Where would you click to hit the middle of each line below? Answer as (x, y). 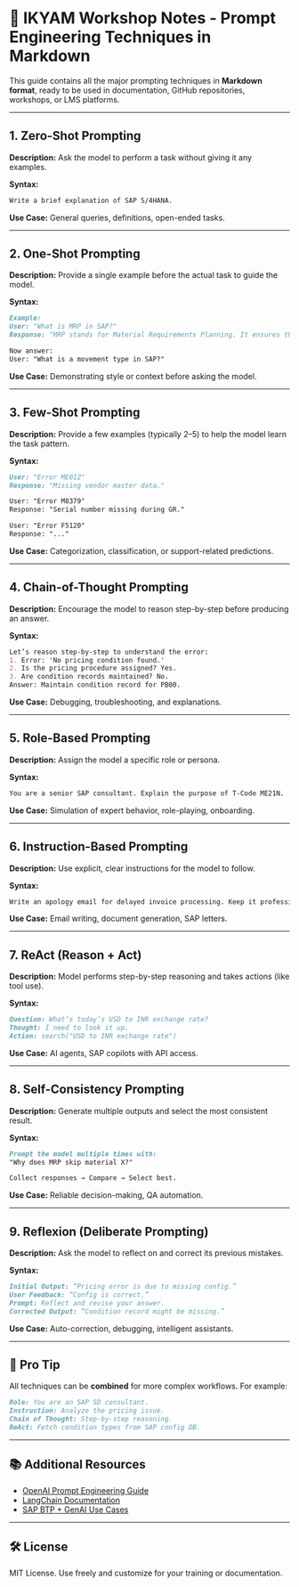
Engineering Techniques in (110, 37)
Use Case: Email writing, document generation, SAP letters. (118, 919)
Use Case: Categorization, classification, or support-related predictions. (141, 550)
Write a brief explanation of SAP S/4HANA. (91, 200)
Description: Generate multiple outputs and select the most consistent (139, 1111)
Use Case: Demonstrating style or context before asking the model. (133, 376)
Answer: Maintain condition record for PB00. (95, 685)
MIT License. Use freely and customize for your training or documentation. (146, 1573)
